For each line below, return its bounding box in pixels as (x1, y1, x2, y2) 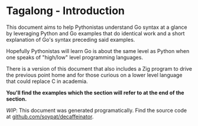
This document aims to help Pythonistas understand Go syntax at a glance (6, 24, 187, 31)
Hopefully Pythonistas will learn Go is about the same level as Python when (6, 47, 190, 54)
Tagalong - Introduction (6, 4, 125, 18)
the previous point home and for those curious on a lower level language (6, 71, 183, 78)
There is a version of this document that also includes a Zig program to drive (6, 65, 193, 72)
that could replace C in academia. (6, 78, 88, 85)
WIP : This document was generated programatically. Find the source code (6, 107, 187, 114)
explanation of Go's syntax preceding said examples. (6, 36, 135, 43)
